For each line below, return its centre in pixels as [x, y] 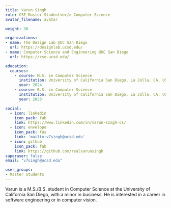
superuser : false [24, 156]
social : [13, 108]
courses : [19, 71]
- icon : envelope [28, 127]
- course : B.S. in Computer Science [53, 90]
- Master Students [25, 175]
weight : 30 [17, 29]
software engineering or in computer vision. [51, 200]
